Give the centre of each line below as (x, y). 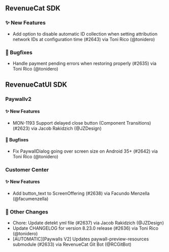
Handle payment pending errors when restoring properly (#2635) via (84, 63)
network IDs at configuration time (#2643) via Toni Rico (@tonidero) (84, 39)
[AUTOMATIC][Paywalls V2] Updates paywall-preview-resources (81, 239)
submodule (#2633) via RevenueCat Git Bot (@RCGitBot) (72, 244)
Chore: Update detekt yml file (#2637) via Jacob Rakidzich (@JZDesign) (88, 223)
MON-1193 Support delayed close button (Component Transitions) (82, 123)
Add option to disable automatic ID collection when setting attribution (85, 34)
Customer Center (27, 169)
